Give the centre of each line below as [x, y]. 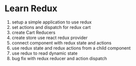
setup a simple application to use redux [52, 22]
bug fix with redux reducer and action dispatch [59, 58]
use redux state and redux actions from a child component [71, 48]
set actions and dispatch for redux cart [51, 27]
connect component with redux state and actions [62, 43]
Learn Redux [31, 9]
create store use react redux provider [50, 38]
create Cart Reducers [34, 32]
